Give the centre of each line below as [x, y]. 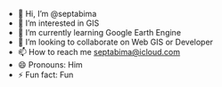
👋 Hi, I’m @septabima [57, 14]
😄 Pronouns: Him [50, 65]
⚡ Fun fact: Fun [45, 75]
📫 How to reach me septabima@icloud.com [99, 52]
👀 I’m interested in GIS [58, 23]
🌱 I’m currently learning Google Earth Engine [99, 32]
